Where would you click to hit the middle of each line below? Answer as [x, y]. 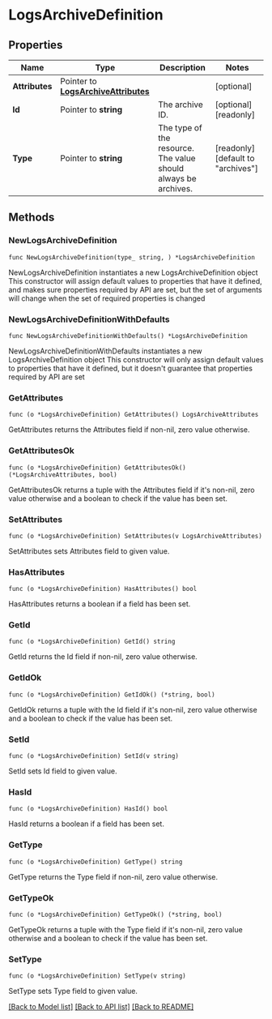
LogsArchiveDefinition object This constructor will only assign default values [136, 359]
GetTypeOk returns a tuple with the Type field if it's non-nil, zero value [125, 929]
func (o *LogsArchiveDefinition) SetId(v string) [94, 756]
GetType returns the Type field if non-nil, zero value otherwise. [113, 876]
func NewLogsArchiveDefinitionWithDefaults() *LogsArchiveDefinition [128, 336]
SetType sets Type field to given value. [73, 991]
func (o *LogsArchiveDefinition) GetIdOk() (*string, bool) [112, 695]
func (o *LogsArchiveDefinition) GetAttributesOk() [97, 468]
